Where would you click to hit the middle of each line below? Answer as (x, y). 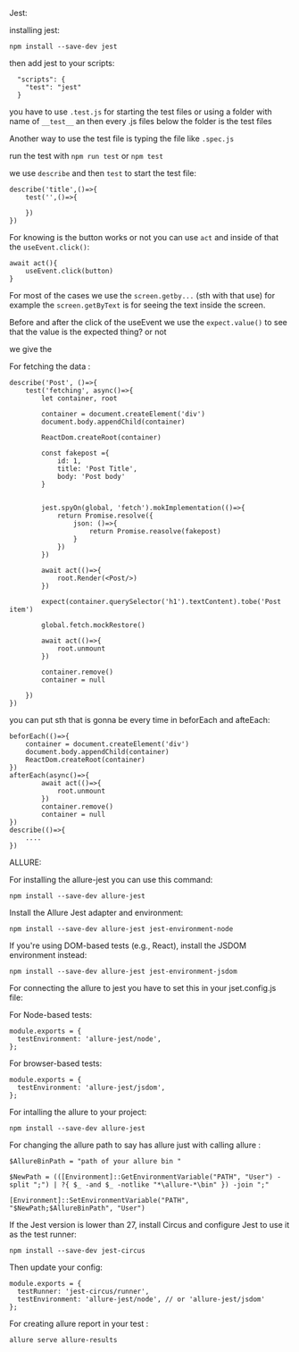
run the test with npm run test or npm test (86, 156)
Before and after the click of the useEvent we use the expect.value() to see (148, 322)
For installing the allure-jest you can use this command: (111, 880)
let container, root (79, 399)
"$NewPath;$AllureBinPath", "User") (77, 1208)
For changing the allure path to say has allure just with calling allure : (135, 1145)
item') (21, 609)
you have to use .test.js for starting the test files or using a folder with (141, 112)
